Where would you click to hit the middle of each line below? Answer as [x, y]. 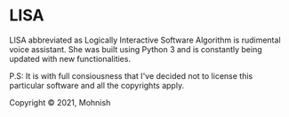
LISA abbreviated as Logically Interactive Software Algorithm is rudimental [145, 40]
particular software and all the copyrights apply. [97, 85]
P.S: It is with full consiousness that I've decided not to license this [131, 75]
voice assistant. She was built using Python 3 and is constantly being [136, 49]
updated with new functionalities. [70, 58]
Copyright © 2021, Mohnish [60, 102]
